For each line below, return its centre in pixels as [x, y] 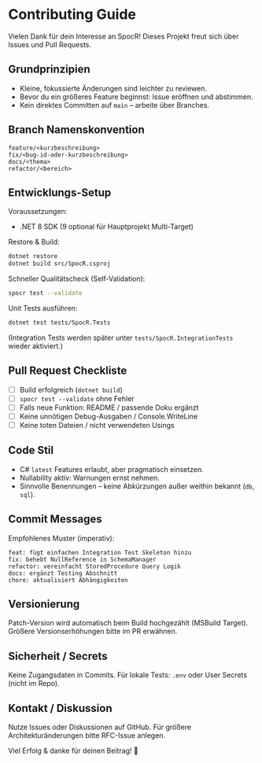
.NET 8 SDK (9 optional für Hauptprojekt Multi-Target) [107, 227]
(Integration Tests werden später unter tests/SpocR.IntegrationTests [121, 337]
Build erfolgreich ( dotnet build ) [71, 389]
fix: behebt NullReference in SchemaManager [82, 559]
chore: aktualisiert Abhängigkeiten [68, 580]
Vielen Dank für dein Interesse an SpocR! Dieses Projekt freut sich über [124, 36]
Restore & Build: [34, 242]
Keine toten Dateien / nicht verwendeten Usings [97, 425]
